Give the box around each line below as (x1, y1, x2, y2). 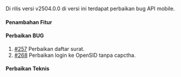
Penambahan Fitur (5, 18, 52, 25)
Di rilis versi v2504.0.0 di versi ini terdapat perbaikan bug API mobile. (5, 5, 175, 12)
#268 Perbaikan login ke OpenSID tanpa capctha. (14, 52, 136, 59)
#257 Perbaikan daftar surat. (14, 45, 85, 52)
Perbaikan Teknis (5, 65, 50, 72)
